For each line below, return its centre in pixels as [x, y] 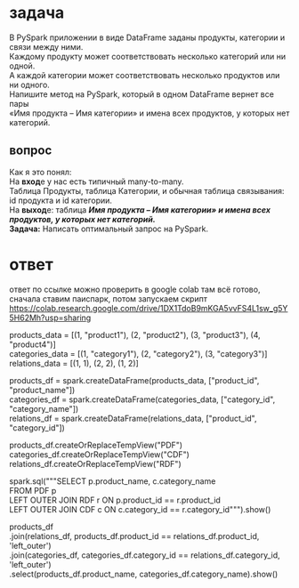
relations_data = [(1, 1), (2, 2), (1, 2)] [74, 363]
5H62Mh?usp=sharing [50, 318]
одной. [22, 66]
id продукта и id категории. [61, 200]
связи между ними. [46, 46]
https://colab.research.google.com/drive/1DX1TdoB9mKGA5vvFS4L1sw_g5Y [149, 308]
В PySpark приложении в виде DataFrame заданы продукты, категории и [147, 37]
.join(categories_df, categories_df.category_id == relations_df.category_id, [145, 555]
